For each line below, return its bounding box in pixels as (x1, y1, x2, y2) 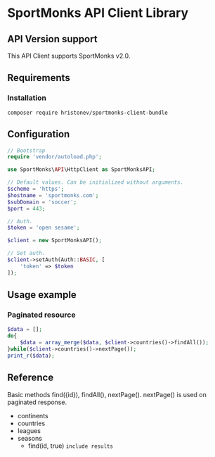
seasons (17, 434, 42, 442)
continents (17, 411, 48, 420)
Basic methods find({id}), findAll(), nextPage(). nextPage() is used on (7, 390, 207, 399)
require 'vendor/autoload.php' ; (7, 154, 102, 161)
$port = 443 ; (7, 205, 46, 212)
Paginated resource (7, 310, 76, 320)
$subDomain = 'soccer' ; (7, 199, 77, 206)
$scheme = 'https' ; (7, 185, 65, 192)
